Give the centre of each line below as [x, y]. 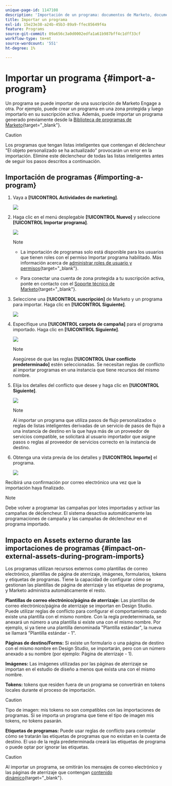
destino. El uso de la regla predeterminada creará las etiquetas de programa [85, 742]
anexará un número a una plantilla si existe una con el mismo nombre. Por [83, 622]
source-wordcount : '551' [32, 44]
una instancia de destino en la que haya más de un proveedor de [81, 431]
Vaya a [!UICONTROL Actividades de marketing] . [66, 197]
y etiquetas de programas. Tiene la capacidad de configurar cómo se [78, 579]
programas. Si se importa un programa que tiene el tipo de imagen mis [80, 715]
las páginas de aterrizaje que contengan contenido [59, 773]
